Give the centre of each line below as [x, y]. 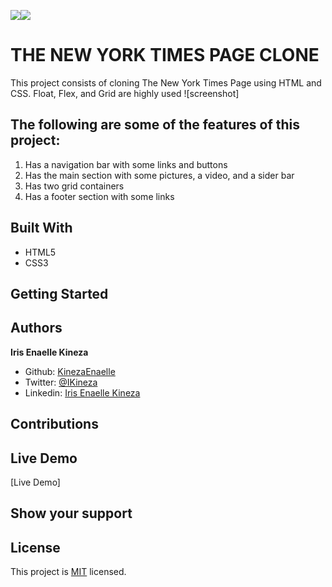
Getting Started [59, 293]
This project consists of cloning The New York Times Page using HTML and [166, 82]
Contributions [54, 424]
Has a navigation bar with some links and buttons [126, 164]
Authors [36, 328]
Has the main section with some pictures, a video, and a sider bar [159, 175]
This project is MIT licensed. [68, 572]
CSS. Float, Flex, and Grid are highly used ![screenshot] [125, 93]
